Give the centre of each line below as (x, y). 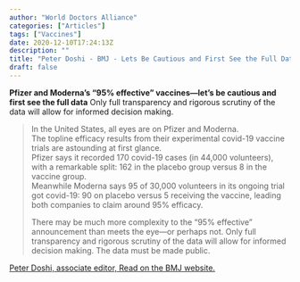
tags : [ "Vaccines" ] (46, 34)
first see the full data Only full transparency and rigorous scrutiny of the (142, 102)
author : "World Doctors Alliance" (74, 17)
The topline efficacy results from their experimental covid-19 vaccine (158, 138)
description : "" (39, 51)
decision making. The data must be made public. (121, 250)
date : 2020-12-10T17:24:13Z (62, 42)
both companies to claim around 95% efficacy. (117, 204)
